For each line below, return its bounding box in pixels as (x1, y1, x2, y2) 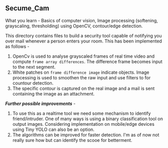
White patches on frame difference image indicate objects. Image (12, 69, 149, 75)
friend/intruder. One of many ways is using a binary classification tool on (12, 116, 163, 122)
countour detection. (12, 80, 54, 86)
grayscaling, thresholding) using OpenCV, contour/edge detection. (5, 23, 143, 29)
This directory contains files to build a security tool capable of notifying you (5, 32, 162, 38)
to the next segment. (12, 64, 56, 70)
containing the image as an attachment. (12, 90, 95, 96)
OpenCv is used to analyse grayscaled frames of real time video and (12, 53, 155, 59)
